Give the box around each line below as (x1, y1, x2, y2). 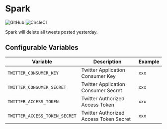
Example (138, 58, 160, 65)
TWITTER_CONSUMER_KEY (7, 70, 59, 76)
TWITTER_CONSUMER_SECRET (7, 84, 67, 90)
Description (93, 58, 122, 65)
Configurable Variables (5, 43, 79, 52)
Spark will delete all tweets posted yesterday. (5, 29, 98, 35)
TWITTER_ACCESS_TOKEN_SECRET (7, 113, 77, 119)
